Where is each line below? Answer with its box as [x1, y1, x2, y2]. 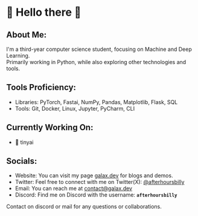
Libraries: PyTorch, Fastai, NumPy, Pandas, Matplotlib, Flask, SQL [14, 98, 178, 105]
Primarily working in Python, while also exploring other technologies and [6, 59, 187, 65]
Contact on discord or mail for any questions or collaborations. [6, 203, 162, 211]
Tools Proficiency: [6, 82, 77, 93]
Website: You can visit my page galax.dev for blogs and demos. [14, 172, 173, 179]
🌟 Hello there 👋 [6, 5, 81, 19]
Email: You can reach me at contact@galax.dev [14, 185, 133, 192]
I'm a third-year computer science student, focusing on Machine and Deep [6, 45, 192, 53]
